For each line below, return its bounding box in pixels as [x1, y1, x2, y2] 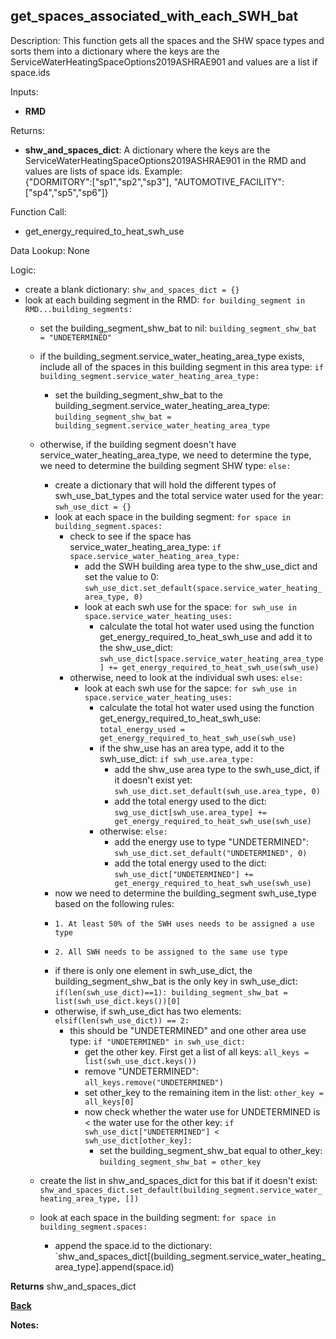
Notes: [10, 1319, 40, 1331]
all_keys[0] [84, 1097, 135, 1107]
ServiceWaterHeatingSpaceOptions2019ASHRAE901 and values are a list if [10, 55, 318, 68]
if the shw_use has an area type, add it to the [99, 742, 285, 754]
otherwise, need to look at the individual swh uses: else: [69, 671, 304, 683]
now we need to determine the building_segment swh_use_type [54, 887, 317, 899]
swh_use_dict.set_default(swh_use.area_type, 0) [114, 786, 321, 796]
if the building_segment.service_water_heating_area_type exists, [39, 350, 305, 362]
